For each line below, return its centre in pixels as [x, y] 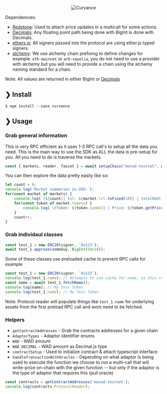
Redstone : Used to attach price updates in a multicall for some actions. [85, 27]
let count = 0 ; [21, 185]
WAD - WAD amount [31, 341]
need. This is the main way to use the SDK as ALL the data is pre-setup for [82, 151]
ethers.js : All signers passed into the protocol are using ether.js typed [83, 43]
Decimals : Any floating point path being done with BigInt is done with [83, 32]
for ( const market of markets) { [39, 194]
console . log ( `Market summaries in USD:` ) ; [50, 189]
